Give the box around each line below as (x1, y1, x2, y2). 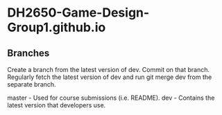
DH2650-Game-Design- (7, 5, 150, 21)
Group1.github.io (7, 19, 106, 35)
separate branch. (7, 80, 57, 88)
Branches (7, 47, 50, 59)
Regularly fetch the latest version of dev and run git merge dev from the (7, 73, 212, 81)
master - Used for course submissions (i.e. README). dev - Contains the (7, 94, 215, 102)
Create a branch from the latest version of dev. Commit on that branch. (7, 66, 210, 73)
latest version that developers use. (7, 101, 106, 109)
